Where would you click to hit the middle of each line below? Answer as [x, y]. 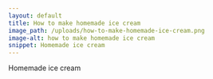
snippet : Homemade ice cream [57, 45]
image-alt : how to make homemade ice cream [82, 38]
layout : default [35, 16]
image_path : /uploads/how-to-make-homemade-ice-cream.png [106, 30]
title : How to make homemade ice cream [75, 23]
